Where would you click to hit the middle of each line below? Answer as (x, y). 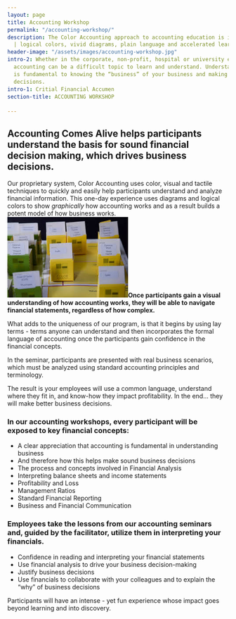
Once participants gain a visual (175, 295)
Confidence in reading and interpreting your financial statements (111, 557)
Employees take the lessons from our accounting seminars (110, 524)
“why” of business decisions (59, 587)
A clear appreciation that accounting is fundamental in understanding (118, 446)
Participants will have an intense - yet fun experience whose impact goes (113, 600)
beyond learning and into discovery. (59, 608)
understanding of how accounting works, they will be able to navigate (111, 302)
